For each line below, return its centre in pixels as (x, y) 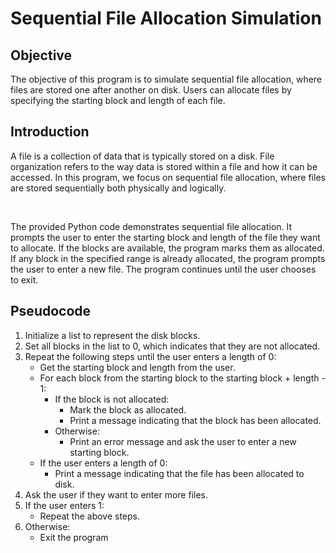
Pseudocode (51, 311)
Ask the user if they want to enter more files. (116, 494)
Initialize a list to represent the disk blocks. (112, 335)
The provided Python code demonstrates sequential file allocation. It (151, 226)
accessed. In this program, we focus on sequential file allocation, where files (168, 177)
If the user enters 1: (64, 505)
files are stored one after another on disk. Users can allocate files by (151, 90)
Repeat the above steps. (90, 516)
